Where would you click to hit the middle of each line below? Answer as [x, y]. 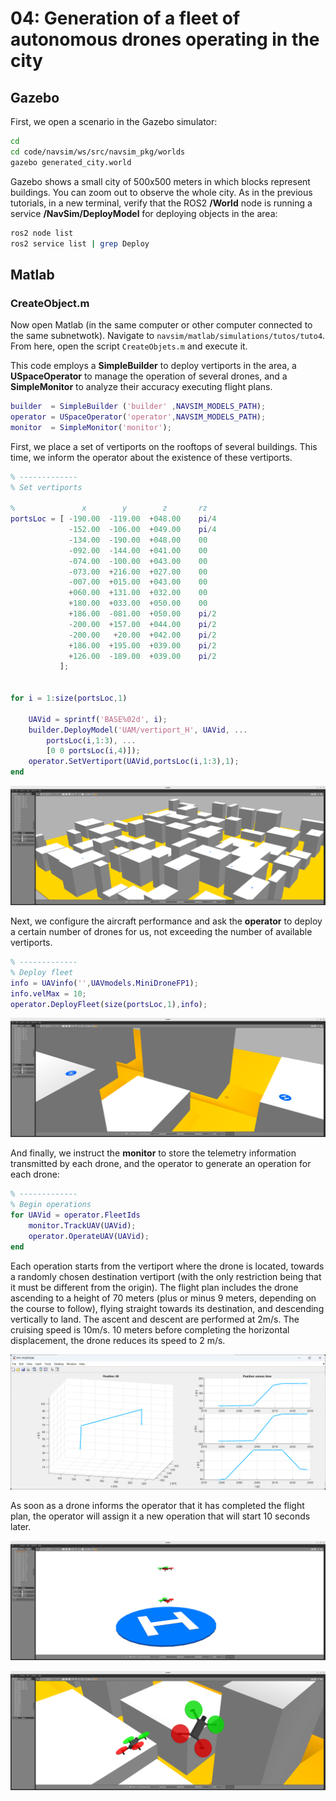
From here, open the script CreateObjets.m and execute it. [129, 346]
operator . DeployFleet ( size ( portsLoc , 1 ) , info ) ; [109, 1004]
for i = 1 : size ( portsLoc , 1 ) [69, 698]
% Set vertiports [46, 487]
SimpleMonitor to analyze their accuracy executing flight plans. [141, 387]
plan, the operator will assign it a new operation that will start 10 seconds [160, 1516]
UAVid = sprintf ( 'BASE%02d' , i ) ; [98, 719]
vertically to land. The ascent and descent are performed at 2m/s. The [155, 1319]
